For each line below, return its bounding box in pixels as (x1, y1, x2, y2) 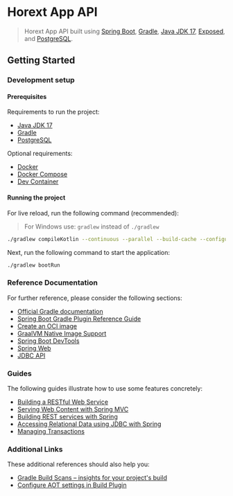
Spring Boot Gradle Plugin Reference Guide (17, 315, 141, 323)
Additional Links (7, 444, 63, 454)
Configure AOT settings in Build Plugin (17, 481, 127, 489)
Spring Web (17, 344, 51, 352)
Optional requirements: (7, 150, 73, 158)
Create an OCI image (17, 321, 78, 330)
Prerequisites (7, 92, 47, 100)
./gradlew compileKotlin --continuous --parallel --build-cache (7, 236, 197, 242)
